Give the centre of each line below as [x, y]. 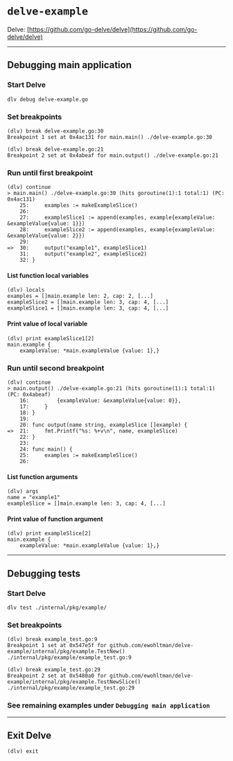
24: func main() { [46, 449]
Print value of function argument [55, 519]
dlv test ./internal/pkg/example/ [57, 608]
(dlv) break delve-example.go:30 [55, 131]
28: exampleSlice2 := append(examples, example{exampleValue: [118, 230]
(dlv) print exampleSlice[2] [49, 534]
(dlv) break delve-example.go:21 [55, 149]
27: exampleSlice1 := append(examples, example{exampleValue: [118, 218]
